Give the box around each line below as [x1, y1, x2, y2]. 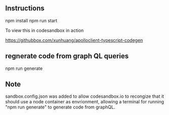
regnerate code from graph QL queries [5, 52, 129, 60]
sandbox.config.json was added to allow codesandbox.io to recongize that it [5, 93, 164, 99]
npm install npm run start [5, 17, 58, 23]
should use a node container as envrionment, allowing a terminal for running [5, 99, 164, 105]
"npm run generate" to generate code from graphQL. [5, 104, 115, 110]
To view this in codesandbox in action [5, 27, 84, 33]
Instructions [5, 4, 45, 13]
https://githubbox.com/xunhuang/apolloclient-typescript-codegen [5, 37, 143, 43]
